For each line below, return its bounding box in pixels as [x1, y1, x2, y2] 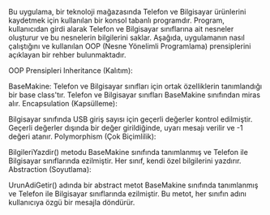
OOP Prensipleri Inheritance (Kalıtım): [8, 66, 134, 75]
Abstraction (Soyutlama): [8, 165, 92, 174]
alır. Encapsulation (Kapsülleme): [8, 99, 118, 108]
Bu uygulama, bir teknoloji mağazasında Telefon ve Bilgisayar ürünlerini [8, 7, 246, 16]
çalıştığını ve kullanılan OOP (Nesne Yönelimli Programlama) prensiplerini [8, 41, 251, 51]
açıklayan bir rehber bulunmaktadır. [8, 50, 126, 59]
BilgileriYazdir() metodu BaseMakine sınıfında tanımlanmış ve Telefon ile [8, 148, 249, 157]
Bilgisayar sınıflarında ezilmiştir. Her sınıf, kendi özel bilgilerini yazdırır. [8, 156, 242, 166]
